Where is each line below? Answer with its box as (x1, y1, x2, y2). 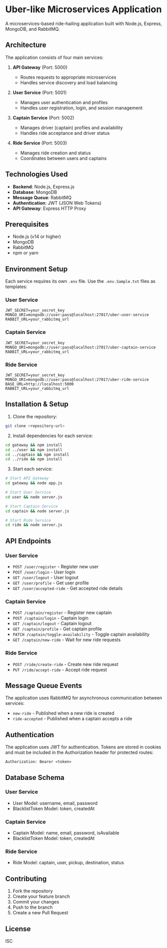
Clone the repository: (12, 413, 58, 419)
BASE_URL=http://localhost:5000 (5, 382, 74, 387)
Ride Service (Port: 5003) (12, 139, 67, 146)
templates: (5, 283, 27, 290)
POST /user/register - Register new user (12, 563, 99, 570)
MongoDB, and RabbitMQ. (5, 26, 60, 32)
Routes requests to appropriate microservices (20, 74, 117, 80)
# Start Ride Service (5, 517, 51, 523)
